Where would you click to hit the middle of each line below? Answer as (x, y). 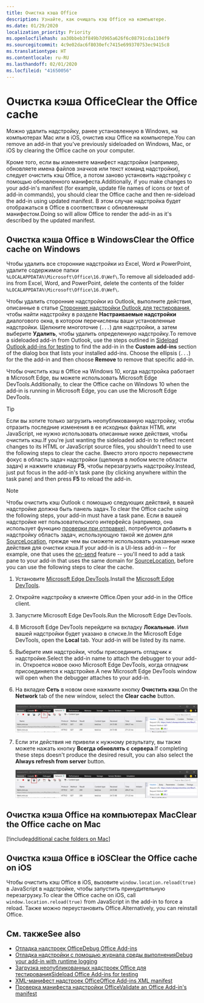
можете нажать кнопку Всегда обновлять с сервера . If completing (101, 749)
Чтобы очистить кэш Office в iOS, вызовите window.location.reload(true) (101, 883)
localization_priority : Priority (49, 32)
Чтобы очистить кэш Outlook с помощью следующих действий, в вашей (100, 502)
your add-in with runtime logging (56, 961)
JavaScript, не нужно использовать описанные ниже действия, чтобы (97, 434)
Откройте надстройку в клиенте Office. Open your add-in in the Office (104, 597)
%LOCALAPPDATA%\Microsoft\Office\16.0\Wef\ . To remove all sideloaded (94, 277)
